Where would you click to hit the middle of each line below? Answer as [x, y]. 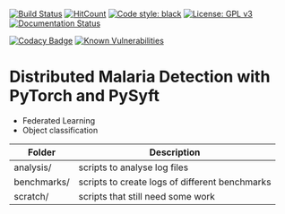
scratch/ [31, 196]
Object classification [60, 130]
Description [175, 152]
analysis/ [33, 167]
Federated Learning [59, 120]
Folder [42, 152]
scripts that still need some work [147, 196]
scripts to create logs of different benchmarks [175, 182]
